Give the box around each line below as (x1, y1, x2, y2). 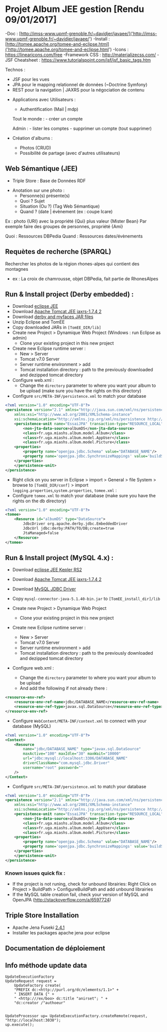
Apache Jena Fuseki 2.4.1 (12, 924, 65, 930)
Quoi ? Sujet (19, 198, 45, 204)
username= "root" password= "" (23, 765, 83, 770)
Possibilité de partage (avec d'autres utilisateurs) (19, 150, 120, 156)
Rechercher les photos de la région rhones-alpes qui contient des (5, 260, 140, 267)
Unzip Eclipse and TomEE (12, 319, 65, 325)
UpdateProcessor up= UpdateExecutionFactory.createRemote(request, (5, 1014, 148, 1019)
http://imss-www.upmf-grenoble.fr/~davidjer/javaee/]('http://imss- (20, 30, 158, 36)
